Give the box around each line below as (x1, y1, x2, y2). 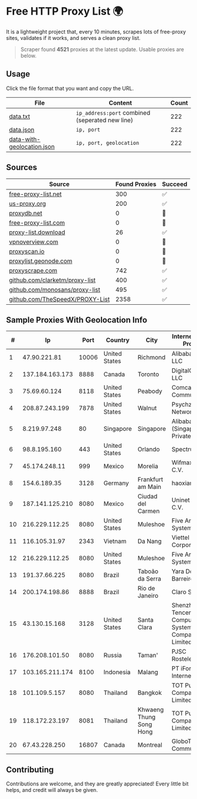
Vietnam (103, 537, 127, 545)
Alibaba (171, 417, 193, 425)
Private (171, 432, 192, 440)
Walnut (137, 404, 157, 412)
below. (20, 52, 37, 59)
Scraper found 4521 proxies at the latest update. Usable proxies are (20, 45, 185, 53)
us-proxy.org (9, 199, 46, 208)
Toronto (137, 370, 159, 378)
